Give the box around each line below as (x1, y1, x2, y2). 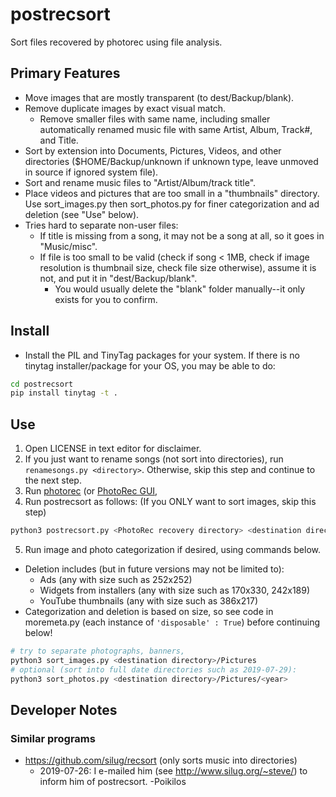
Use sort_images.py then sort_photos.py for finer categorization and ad (24, 198, 320, 210)
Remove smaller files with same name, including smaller (39, 113, 271, 125)
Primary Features (10, 65, 121, 82)
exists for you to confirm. (54, 293, 158, 305)
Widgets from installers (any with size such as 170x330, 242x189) (39, 584, 311, 596)
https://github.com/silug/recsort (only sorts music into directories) (24, 754, 298, 767)
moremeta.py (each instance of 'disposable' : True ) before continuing (24, 616, 321, 628)
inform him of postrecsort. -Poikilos (39, 776, 187, 788)
